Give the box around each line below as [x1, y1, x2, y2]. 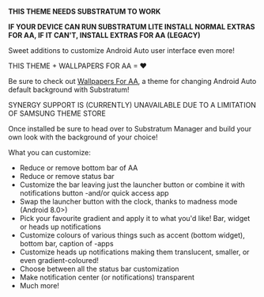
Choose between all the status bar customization [19, 265, 179, 273]
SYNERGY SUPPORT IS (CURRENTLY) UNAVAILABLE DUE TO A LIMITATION [8, 101, 257, 109]
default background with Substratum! [8, 85, 130, 94]
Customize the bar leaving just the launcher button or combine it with [19, 180, 245, 189]
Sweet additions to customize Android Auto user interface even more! [8, 46, 235, 55]
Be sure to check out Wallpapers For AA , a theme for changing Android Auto [8, 77, 257, 86]
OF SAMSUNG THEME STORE [8, 109, 107, 118]
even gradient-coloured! [19, 256, 99, 265]
